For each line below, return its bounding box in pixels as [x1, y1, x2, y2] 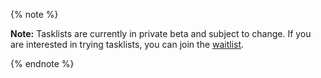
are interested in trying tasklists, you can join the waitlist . [10, 39, 245, 50]
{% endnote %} [10, 58, 75, 69]
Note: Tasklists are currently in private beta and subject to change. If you [10, 28, 312, 39]
